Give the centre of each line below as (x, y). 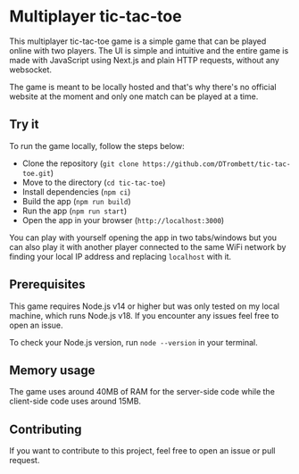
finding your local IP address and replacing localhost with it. (120, 256)
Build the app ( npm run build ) (76, 201)
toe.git (36, 173)
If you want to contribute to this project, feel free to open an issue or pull (142, 451)
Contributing (46, 429)
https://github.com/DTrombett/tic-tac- (216, 164)
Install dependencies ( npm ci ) (76, 191)
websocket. (30, 70)
